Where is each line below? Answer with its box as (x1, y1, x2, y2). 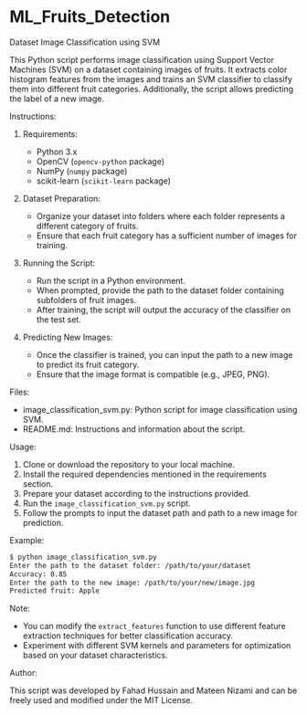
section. (22, 478, 54, 489)
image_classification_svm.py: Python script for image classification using (22, 404, 298, 415)
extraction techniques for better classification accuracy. (22, 630, 234, 641)
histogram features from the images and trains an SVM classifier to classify (9, 73, 292, 84)
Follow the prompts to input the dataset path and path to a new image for (22, 507, 298, 518)
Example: (9, 534, 45, 545)
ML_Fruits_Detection (9, 6, 171, 27)
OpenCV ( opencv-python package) (36, 155, 165, 166)
